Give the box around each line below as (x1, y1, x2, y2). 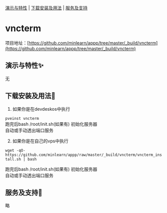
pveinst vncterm (5, 116, 39, 121)
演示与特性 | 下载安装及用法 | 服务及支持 (5, 5, 88, 11)
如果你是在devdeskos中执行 (12, 106, 70, 112)
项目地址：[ (5, 40, 29, 46)
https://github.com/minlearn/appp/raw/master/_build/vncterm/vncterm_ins (5, 152, 162, 157)
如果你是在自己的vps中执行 (12, 138, 68, 144)
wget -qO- (5, 148, 26, 153)
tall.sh (5, 156, 21, 162)
